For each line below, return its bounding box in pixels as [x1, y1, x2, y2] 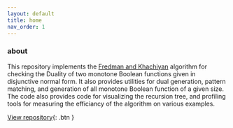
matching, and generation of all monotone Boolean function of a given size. [7, 85, 224, 93]
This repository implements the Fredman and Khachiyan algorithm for [7, 62, 208, 71]
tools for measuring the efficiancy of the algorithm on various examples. [7, 99, 216, 108]
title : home [7, 17, 42, 24]
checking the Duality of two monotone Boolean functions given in [7, 69, 196, 78]
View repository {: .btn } [7, 113, 75, 121]
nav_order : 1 [7, 23, 45, 30]
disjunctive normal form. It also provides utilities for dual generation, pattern [7, 77, 226, 85]
